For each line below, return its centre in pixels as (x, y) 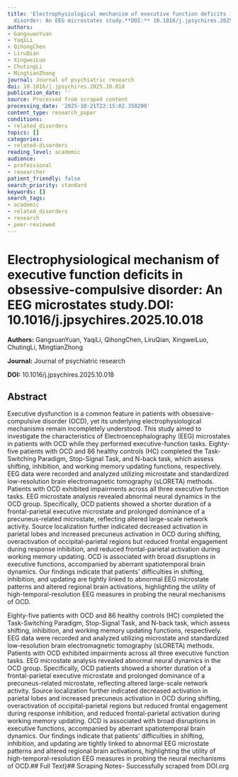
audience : (22, 159)
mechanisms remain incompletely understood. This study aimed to (104, 429)
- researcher (27, 172)
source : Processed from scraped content (68, 100)
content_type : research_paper (52, 113)
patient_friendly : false (44, 178)
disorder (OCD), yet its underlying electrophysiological (122, 421)
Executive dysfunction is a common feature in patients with (94, 414)
